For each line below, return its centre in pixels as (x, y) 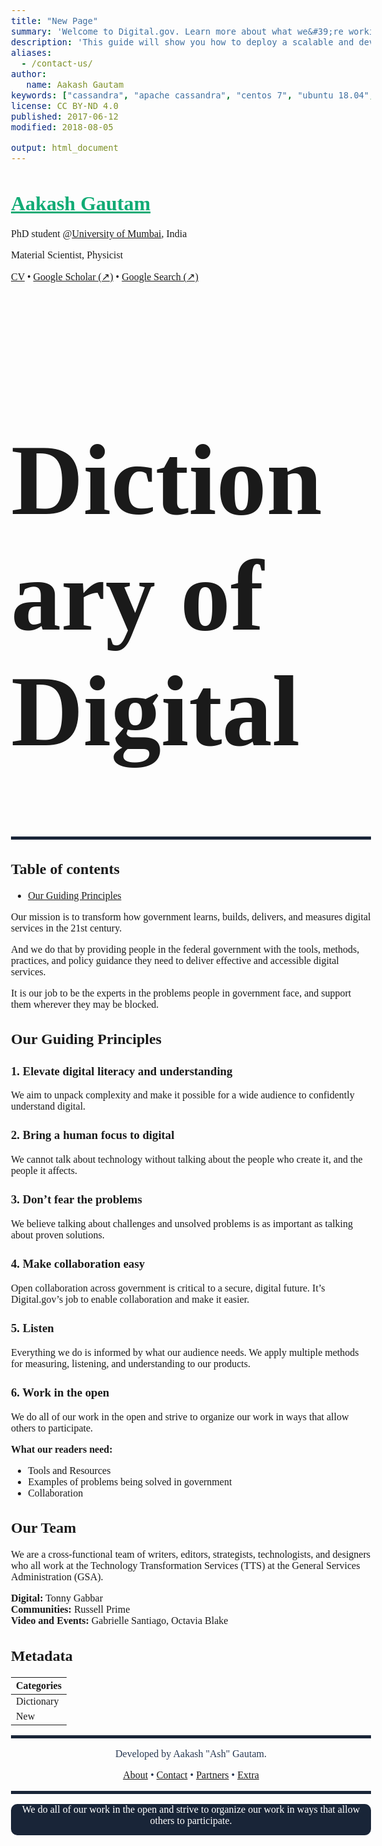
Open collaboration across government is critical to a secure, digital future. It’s (168, 1288)
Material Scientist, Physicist (67, 255)
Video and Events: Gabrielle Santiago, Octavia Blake (120, 1621)
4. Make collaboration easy (78, 1264)
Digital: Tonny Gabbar (57, 1598)
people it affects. (44, 1171)
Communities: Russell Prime (71, 1610)
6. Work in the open (60, 1392)
